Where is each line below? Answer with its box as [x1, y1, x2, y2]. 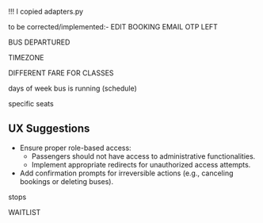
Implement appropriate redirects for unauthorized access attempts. [31, 160, 251, 169]
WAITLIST [8, 207, 41, 217]
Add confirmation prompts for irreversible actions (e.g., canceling [19, 168, 234, 178]
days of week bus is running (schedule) [8, 83, 137, 93]
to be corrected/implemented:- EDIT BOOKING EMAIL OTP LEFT [8, 22, 218, 31]
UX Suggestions [8, 122, 90, 136]
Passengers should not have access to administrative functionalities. [31, 151, 256, 161]
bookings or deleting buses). [19, 176, 114, 186]
